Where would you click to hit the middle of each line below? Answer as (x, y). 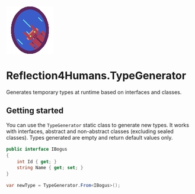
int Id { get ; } (37, 161)
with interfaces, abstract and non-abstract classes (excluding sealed (90, 131)
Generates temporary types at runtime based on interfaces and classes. (94, 92)
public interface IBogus (37, 149)
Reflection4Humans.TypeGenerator (96, 76)
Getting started (35, 111)
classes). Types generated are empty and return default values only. (89, 137)
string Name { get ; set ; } (50, 168)
